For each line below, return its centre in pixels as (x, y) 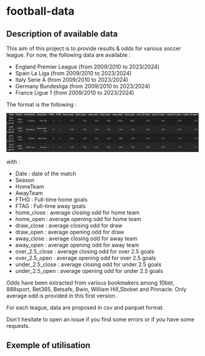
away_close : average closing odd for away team (76, 239)
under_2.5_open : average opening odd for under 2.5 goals (89, 271)
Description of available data (62, 34)
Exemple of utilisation (48, 345)
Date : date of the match (45, 174)
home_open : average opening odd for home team (78, 219)
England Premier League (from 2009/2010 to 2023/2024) (87, 67)
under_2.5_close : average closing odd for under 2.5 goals (88, 264)
